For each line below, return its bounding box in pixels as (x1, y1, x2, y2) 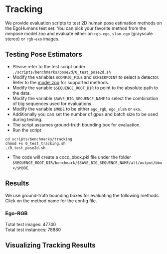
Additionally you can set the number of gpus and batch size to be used (12, 111, 158, 117)
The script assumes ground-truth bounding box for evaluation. (12, 122, 141, 127)
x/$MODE (12, 165, 28, 170)
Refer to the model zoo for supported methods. (12, 79, 110, 85)
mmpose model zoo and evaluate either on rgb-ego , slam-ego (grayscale (5, 30, 153, 36)
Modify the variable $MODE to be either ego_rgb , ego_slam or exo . (12, 106, 142, 112)
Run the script (12, 127, 41, 133)
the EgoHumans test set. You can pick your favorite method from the (5, 25, 146, 31)
